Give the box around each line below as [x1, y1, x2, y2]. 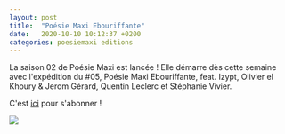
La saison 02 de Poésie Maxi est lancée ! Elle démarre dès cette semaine [9, 62, 277, 73]
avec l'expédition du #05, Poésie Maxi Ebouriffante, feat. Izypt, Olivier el [9, 72, 274, 83]
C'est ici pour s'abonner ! [9, 99, 102, 109]
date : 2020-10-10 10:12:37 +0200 [9, 29, 142, 38]
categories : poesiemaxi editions [9, 37, 134, 47]
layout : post [9, 12, 58, 22]
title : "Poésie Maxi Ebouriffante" [9, 21, 145, 30]
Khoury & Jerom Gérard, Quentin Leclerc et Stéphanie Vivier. [9, 81, 232, 91]
